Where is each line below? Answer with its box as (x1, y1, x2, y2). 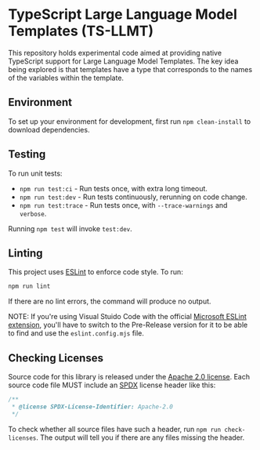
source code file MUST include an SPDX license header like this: (8, 380, 216, 390)
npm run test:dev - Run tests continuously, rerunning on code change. (19, 192, 248, 201)
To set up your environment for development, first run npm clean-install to (8, 116, 251, 126)
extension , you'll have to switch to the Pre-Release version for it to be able (8, 320, 248, 330)
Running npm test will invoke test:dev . (8, 223, 133, 233)
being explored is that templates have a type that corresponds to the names (8, 64, 253, 74)
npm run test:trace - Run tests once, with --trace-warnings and (19, 200, 228, 209)
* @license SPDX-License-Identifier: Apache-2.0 (11, 402, 174, 411)
